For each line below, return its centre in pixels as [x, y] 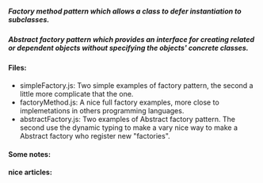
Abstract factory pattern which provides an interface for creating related [131, 39]
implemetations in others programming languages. [102, 110]
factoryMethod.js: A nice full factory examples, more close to [119, 102]
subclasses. [29, 19]
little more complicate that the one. [76, 93]
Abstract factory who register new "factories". [95, 135]
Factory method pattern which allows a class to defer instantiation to [125, 11]
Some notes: [30, 154]
